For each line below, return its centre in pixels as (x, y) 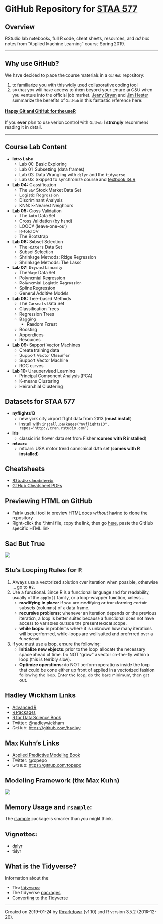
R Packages (24, 712)
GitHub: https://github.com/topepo (47, 765)
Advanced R (24, 707)
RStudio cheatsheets (33, 480)
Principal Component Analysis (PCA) (56, 376)
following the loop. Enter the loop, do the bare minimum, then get (84, 675)
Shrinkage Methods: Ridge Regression (57, 257)
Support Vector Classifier (45, 355)
